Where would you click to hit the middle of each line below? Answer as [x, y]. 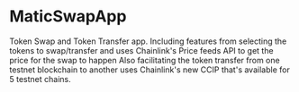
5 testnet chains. [40, 79]
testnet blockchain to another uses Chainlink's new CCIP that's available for [149, 70]
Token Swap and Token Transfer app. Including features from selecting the [148, 41]
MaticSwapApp [68, 17]
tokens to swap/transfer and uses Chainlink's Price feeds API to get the [141, 50]
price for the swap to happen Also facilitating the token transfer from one [145, 60]
